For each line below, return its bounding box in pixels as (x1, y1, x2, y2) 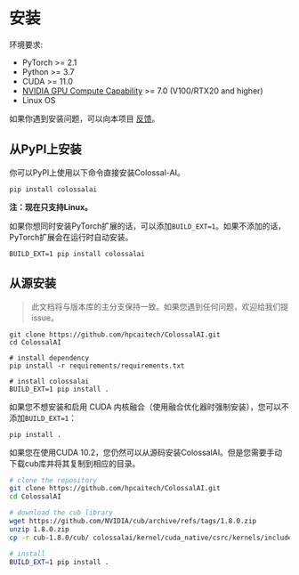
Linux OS (21, 94, 56, 105)
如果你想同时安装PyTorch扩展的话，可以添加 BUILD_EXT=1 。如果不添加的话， (9, 220, 287, 231)
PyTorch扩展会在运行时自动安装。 (9, 231, 133, 242)
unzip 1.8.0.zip (9, 524, 69, 534)
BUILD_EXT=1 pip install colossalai (9, 249, 145, 258)
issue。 (30, 312, 60, 323)
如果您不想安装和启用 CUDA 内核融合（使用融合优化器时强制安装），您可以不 (9, 401, 289, 412)
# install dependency (9, 353, 90, 362)
